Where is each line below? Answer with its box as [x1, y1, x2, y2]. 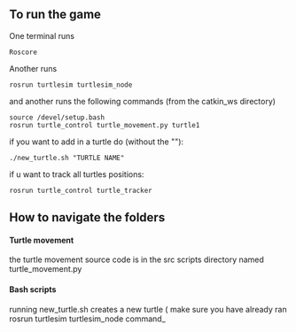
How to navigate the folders [9, 210, 166, 225]
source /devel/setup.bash [9, 112, 105, 122]
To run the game [9, 7, 102, 22]
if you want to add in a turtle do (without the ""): [9, 136, 184, 147]
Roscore [9, 48, 38, 57]
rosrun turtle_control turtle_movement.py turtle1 [9, 120, 200, 129]
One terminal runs [9, 30, 75, 41]
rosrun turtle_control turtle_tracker [9, 186, 152, 195]
